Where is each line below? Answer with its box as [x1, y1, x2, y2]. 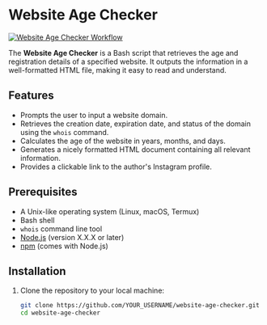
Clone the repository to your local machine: [19, 285, 164, 296]
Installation [8, 264, 66, 278]
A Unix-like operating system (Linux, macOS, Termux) [19, 206, 200, 216]
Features [8, 89, 54, 103]
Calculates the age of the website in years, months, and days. [19, 136, 227, 146]
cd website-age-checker [19, 309, 101, 317]
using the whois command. [19, 127, 109, 137]
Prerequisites [8, 185, 78, 199]
